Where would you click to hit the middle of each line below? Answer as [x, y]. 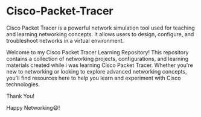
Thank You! [21, 96]
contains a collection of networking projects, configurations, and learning [97, 58]
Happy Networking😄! [33, 107]
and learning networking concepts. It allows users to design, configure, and [100, 34]
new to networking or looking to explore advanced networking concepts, [97, 71]
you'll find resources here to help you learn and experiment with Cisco [94, 78]
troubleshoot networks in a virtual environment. [65, 40]
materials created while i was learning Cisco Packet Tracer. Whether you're [100, 65]
